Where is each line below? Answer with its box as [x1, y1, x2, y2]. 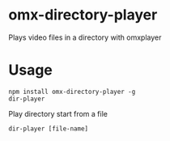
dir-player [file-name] [8, 124, 89, 133]
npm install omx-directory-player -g [8, 88, 136, 96]
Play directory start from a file [8, 109, 108, 118]
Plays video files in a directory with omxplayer [8, 32, 162, 42]
